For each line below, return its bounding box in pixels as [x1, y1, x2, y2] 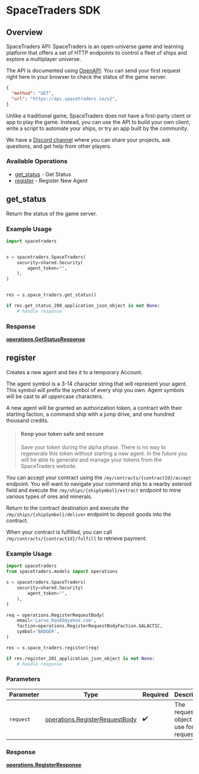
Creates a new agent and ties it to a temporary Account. [6, 368, 143, 375]
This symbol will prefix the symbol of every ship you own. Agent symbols [6, 386, 185, 393]
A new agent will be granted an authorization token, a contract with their [6, 404, 182, 411]
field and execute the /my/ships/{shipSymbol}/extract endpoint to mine [6, 487, 182, 494]
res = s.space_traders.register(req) [6, 645, 99, 651]
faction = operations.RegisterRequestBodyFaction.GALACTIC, [17, 623, 163, 629]
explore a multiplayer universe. [6, 56, 82, 62]
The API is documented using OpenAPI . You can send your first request [6, 67, 181, 74]
